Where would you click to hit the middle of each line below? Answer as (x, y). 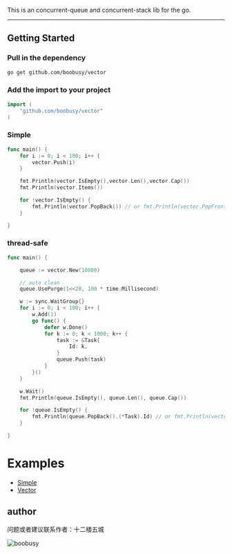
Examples (36, 464)
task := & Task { (78, 340)
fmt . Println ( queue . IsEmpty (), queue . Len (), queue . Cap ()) (103, 397)
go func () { (49, 321)
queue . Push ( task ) (81, 359)
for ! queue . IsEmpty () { (54, 410)
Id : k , (78, 347)
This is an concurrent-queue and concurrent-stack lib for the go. (99, 10)
